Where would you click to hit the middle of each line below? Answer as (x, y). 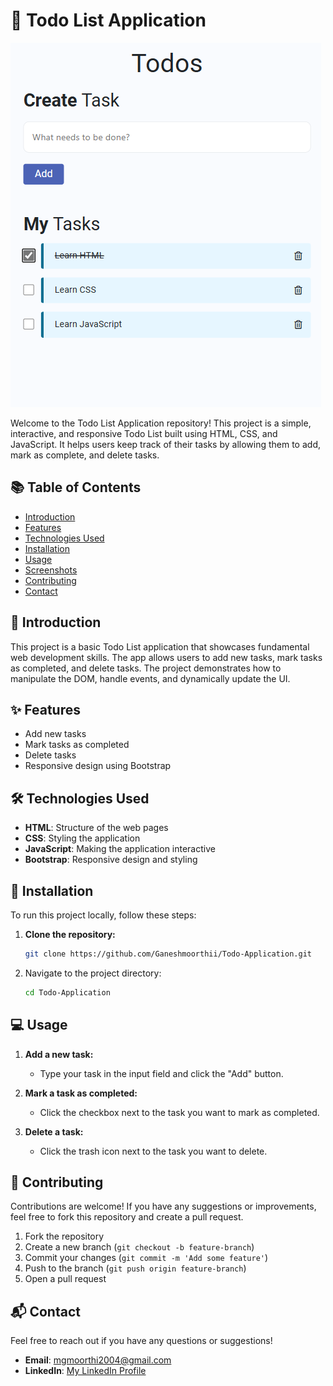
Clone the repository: (70, 934)
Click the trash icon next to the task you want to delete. (153, 1151)
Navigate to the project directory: (93, 973)
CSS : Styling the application (82, 838)
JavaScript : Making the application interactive (120, 849)
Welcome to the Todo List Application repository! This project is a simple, (161, 423)
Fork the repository (64, 1236)
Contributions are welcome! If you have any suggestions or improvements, (163, 1206)
